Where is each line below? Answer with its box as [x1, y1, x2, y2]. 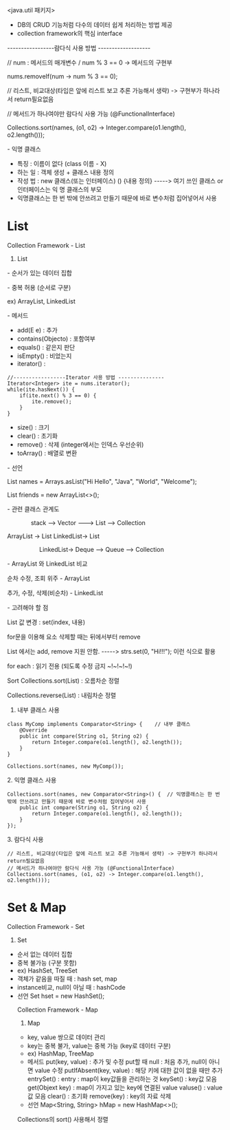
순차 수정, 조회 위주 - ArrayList [7, 574, 91, 582]
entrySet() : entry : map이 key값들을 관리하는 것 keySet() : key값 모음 [27, 1074, 218, 1083]
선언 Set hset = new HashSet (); [16, 992, 105, 1000]
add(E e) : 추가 [16, 326, 58, 334]
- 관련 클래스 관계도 [7, 504, 60, 513]
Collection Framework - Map [16, 1005, 98, 1014]
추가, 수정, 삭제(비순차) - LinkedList [7, 588, 104, 597]
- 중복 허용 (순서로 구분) [7, 283, 71, 291]
